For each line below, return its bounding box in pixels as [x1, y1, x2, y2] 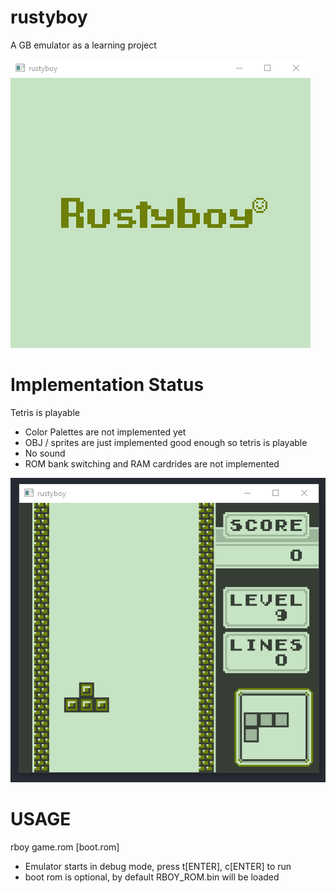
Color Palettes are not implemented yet [24, 426, 187, 438]
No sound [24, 447, 66, 459]
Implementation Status [10, 374, 205, 396]
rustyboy [10, 6, 88, 29]
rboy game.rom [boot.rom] [10, 841, 120, 853]
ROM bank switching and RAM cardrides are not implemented [24, 457, 280, 470]
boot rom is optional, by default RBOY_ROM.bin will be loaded [24, 871, 280, 883]
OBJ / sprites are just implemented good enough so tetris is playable [24, 436, 308, 448]
